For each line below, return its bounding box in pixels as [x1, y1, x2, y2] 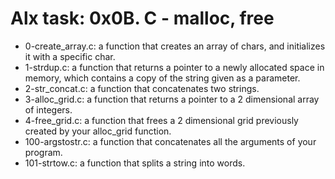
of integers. [24, 103, 73, 116]
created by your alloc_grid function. [24, 125, 172, 137]
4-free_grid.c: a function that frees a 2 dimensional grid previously [24, 114, 299, 126]
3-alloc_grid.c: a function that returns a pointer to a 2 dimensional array [24, 93, 320, 105]
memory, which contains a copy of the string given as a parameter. [24, 72, 301, 84]
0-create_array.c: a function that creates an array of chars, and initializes [24, 40, 326, 52]
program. [24, 146, 63, 158]
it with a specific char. [24, 50, 116, 62]
